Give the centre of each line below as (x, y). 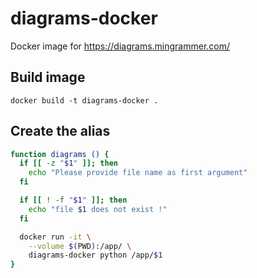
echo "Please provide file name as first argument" (138, 173)
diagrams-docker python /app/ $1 (95, 255)
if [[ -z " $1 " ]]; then (68, 163)
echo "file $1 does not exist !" (98, 209)
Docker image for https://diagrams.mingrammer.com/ (120, 46)
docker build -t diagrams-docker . (84, 100)
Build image (48, 77)
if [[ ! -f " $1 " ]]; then (73, 200)
